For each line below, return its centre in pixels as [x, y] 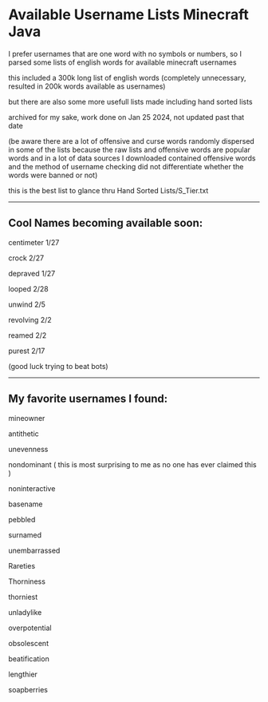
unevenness [28, 449]
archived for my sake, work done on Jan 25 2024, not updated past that [126, 117]
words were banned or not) [53, 175]
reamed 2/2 [28, 335]
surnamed [25, 535]
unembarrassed [34, 550]
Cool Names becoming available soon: [106, 223]
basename [26, 504]
